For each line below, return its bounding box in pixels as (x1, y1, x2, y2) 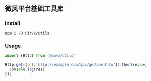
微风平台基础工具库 (5, 4, 63, 13)
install (5, 20, 21, 27)
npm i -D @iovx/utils (5, 31, 50, 36)
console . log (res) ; (9, 67, 48, 72)
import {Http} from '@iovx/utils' (5, 53, 76, 58)
